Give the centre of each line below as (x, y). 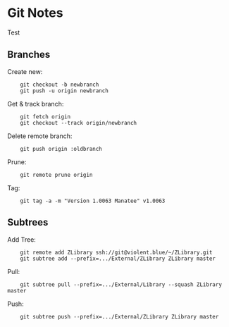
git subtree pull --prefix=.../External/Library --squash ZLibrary (121, 284)
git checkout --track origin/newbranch (79, 123)
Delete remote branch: (40, 136)
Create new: (25, 71)
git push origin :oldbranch (61, 149)
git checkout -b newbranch (60, 85)
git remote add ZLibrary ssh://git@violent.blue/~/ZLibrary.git (116, 252)
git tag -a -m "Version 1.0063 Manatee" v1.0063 (93, 201)
